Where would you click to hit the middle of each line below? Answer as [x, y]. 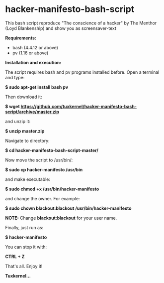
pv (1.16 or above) [30, 53]
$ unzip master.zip [25, 131]
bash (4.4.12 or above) [35, 47]
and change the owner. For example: [43, 198]
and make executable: [28, 179]
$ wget [12, 106]
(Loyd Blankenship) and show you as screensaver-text [61, 28]
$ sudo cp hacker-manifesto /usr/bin [44, 169]
